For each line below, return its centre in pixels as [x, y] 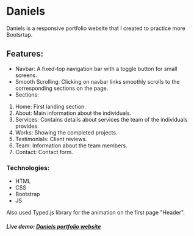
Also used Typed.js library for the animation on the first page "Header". [95, 213]
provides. [27, 126]
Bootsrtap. [20, 34]
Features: [25, 54]
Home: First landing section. [51, 106]
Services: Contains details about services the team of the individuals [101, 119]
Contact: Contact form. [44, 152]
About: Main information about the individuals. [73, 113]
